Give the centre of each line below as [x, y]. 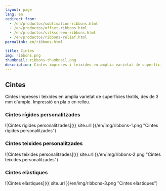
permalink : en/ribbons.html [34, 42]
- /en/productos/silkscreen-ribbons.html [53, 33]
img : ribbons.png [23, 55]
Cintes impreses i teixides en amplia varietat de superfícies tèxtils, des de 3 [82, 96]
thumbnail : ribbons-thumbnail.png [41, 60]
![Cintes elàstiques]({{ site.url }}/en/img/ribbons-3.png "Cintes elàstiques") [82, 183]
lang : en [14, 14]
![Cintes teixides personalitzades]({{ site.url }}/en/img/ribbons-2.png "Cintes [83, 154]
